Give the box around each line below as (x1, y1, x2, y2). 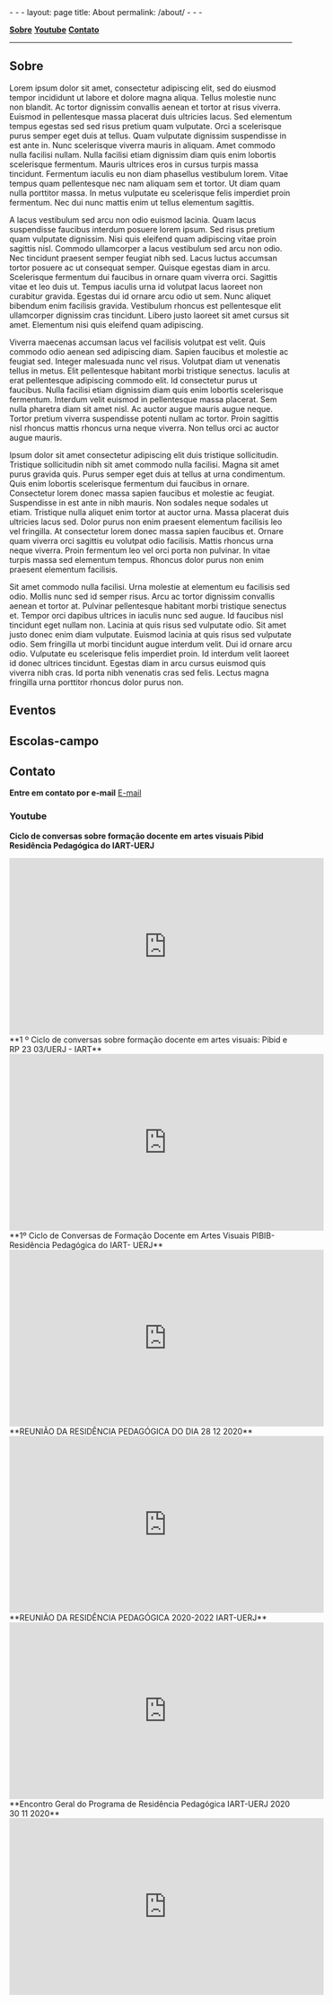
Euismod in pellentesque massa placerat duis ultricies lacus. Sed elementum (9, 110, 293, 122)
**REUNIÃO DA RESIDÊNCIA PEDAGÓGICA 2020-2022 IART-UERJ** (9, 1612, 267, 1622)
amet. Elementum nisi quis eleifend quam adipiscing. (9, 319, 204, 329)
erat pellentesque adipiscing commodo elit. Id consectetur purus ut (9, 374, 258, 385)
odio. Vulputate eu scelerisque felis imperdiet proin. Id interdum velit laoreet (9, 648, 290, 659)
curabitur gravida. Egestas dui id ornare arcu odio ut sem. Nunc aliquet (9, 290, 271, 302)
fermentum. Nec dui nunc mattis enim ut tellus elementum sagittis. (9, 197, 255, 207)
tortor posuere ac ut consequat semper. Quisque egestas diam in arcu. (9, 262, 271, 273)
